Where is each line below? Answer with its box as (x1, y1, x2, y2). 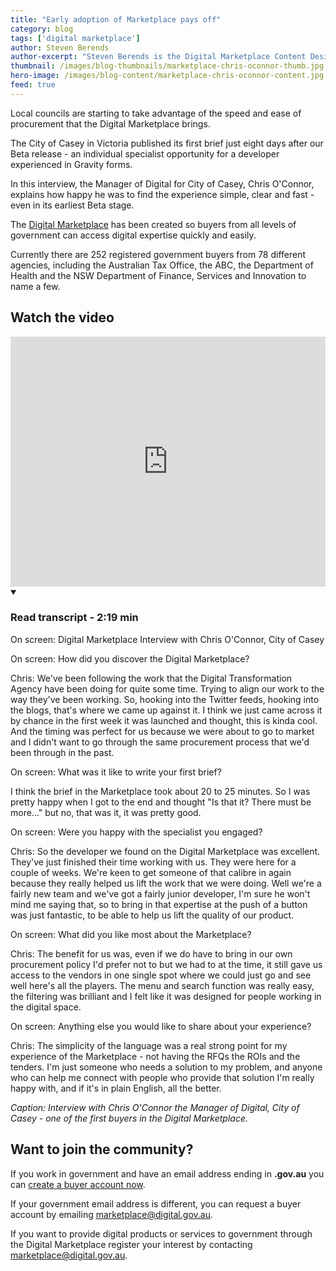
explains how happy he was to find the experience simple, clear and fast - (10, 188, 315, 200)
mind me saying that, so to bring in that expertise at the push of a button (10, 898, 308, 910)
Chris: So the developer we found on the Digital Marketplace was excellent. (10, 845, 321, 857)
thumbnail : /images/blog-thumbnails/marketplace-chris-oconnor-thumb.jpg (10, 61, 325, 71)
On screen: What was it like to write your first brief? (10, 766, 222, 778)
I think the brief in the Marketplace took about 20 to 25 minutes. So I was (10, 785, 311, 797)
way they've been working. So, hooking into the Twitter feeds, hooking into (10, 693, 320, 705)
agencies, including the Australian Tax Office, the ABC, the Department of (10, 259, 314, 271)
